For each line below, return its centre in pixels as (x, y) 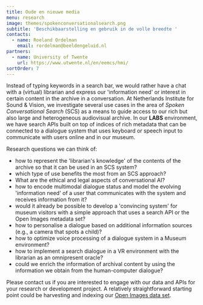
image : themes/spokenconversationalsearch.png (66, 23)
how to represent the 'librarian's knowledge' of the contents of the (98, 161)
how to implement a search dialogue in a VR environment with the (97, 251)
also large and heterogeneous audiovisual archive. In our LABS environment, (102, 118)
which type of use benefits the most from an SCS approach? (91, 174)
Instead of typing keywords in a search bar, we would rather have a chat (96, 86)
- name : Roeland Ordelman (45, 40)
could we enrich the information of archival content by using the (95, 264)
